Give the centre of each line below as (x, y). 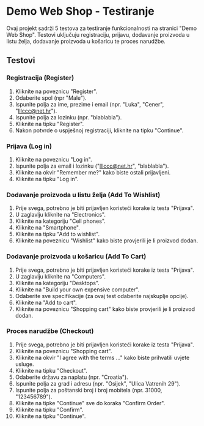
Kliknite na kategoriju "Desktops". (57, 283)
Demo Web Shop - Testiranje (80, 11)
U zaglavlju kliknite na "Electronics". (60, 215)
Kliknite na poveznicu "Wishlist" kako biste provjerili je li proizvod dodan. (107, 241)
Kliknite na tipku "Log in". (47, 179)
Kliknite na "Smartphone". (48, 228)
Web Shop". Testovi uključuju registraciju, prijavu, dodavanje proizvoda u (98, 34)
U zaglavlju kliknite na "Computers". (60, 276)
